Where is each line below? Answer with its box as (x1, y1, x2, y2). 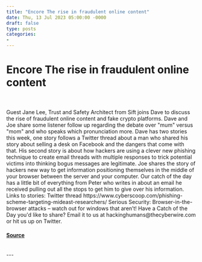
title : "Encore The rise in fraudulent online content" (6, 8, 150, 15)
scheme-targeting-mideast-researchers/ (6, 198, 107, 205)
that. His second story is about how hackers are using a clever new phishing (6, 147, 196, 154)
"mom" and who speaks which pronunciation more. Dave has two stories (6, 127, 188, 135)
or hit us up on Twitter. (6, 217, 62, 225)
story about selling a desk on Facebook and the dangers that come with (6, 140, 185, 148)
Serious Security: (108, 198, 151, 205)
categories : (6, 31, 36, 37)
